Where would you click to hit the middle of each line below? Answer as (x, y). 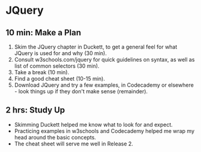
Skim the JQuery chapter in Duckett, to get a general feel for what (96, 47)
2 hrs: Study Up (35, 110)
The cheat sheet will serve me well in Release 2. (73, 144)
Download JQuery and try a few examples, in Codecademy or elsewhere (104, 85)
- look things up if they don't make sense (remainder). (81, 91)
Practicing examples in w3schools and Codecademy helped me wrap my (104, 131)
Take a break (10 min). (42, 72)
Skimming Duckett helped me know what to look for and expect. (94, 124)
